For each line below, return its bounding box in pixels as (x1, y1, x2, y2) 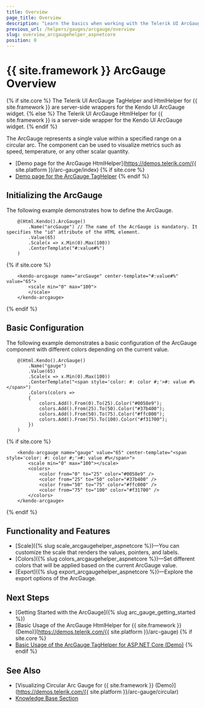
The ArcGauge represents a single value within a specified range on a (6, 135, 182, 142)
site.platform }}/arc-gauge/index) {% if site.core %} (15, 166, 145, 173)
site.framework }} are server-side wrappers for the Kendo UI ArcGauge (6, 103, 185, 111)
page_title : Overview (6, 15, 62, 21)
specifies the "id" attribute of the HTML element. (6, 229, 140, 235)
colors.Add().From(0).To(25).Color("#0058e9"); (38, 400, 163, 407)
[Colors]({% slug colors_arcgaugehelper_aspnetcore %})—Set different (15, 555, 195, 562)
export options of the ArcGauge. (15, 575, 96, 582)
